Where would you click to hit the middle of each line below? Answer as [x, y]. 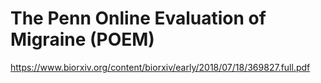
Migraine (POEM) [82, 39]
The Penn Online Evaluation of [138, 18]
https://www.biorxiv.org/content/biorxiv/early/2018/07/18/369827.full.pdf [160, 67]
